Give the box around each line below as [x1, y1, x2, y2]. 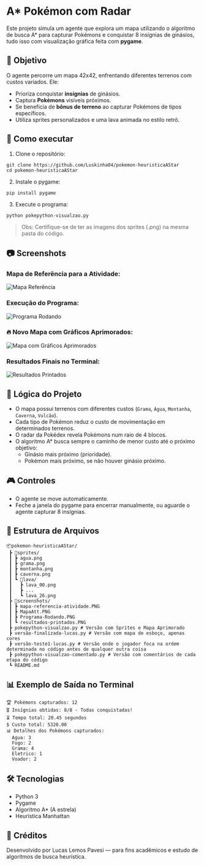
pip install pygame [6, 190, 56, 196]
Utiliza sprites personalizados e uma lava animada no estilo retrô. [15, 116, 179, 123]
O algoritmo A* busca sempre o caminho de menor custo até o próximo [15, 437, 195, 445]
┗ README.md [9, 662, 40, 668]
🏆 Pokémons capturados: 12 [6, 699, 78, 706]
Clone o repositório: [15, 150, 66, 157]
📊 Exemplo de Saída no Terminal [6, 679, 134, 690]
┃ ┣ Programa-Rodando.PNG [9, 614, 75, 620]
